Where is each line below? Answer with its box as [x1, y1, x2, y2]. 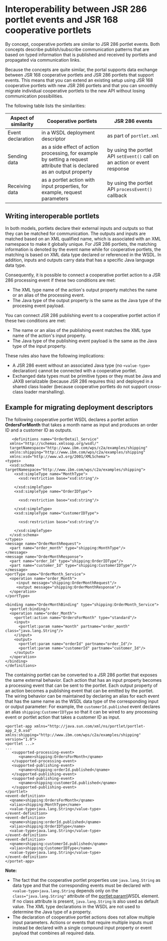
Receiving [7, 183, 31, 190]
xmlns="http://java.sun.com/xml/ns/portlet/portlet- [34, 724, 146, 729]
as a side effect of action [41, 143, 99, 150]
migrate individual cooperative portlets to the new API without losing [5, 88, 145, 94]
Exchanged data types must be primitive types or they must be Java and [12, 373, 161, 379]
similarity [10, 120, 34, 127]
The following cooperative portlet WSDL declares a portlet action [5, 417, 138, 422]
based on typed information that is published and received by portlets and [5, 51, 157, 58]
